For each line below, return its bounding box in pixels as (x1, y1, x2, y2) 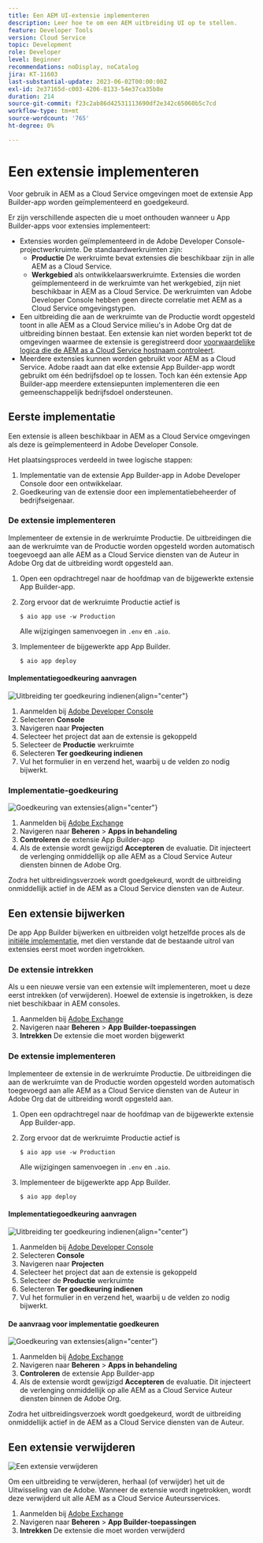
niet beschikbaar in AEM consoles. (8, 999, 120, 1008)
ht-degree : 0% (8, 122, 55, 130)
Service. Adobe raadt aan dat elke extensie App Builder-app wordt (19, 362, 235, 371)
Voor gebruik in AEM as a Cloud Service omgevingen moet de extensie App (8, 189, 254, 198)
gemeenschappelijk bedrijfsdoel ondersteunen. (19, 387, 173, 397)
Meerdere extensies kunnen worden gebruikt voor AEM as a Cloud (19, 353, 236, 363)
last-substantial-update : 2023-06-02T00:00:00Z (8, 77, 168, 85)
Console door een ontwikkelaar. (19, 479, 124, 488)
